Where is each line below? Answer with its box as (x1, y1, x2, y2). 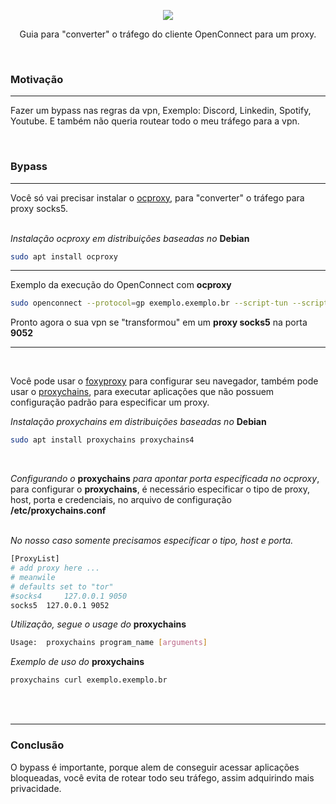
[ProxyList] (10, 554, 60, 564)
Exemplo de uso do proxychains (10, 656, 145, 668)
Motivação (10, 72, 64, 86)
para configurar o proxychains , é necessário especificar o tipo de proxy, (10, 483, 311, 495)
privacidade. (10, 782, 62, 794)
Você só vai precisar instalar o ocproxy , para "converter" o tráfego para (10, 191, 305, 204)
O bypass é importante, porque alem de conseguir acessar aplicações (10, 761, 300, 773)
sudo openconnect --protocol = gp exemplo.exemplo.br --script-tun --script (10, 298, 329, 309)
